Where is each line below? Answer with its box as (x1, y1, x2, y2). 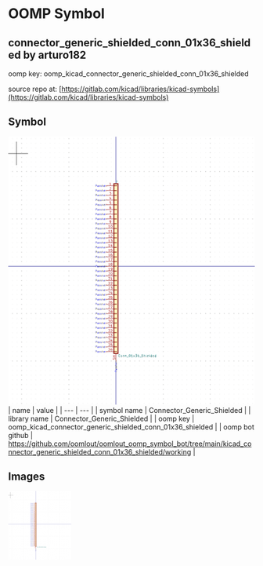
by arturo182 (23, 48, 87, 61)
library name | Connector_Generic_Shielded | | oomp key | (8, 414, 195, 423)
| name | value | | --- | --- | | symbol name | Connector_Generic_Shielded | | (8, 405, 251, 414)
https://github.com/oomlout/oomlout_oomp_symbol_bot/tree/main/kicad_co (8, 439, 252, 448)
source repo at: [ (8, 84, 62, 93)
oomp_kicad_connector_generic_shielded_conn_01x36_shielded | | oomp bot (8, 422, 254, 432)
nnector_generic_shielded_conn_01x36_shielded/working (8, 447, 192, 456)
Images (8, 470, 45, 484)
